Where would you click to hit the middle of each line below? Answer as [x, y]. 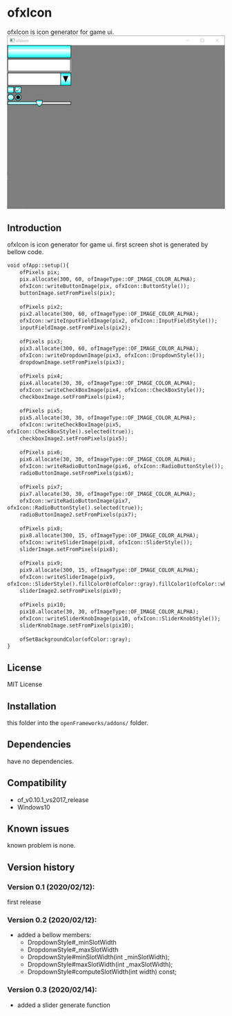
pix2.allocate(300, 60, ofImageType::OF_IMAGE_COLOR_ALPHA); [109, 314]
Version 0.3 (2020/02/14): [52, 990]
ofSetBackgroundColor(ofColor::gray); [75, 640]
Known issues [38, 829]
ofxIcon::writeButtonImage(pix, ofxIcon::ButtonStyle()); [105, 286]
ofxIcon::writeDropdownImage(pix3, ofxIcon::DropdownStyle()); [113, 356]
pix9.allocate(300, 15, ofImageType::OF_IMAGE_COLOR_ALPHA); [109, 570]
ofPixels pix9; [41, 563]
